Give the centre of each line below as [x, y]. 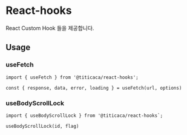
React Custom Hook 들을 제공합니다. [50, 28]
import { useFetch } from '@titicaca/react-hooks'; [72, 77]
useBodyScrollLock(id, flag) [42, 126]
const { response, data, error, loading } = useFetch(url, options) [94, 88]
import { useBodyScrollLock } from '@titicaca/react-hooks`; [84, 116]
